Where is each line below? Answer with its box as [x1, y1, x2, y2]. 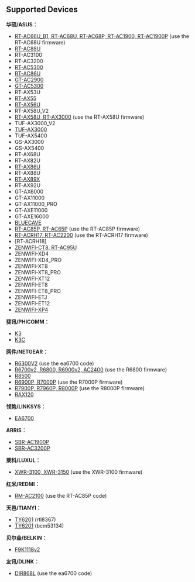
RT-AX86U [14, 163, 41, 170]
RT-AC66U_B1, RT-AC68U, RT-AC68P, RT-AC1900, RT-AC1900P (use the [14, 32, 189, 40]
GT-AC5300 [14, 82, 44, 89]
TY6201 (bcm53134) [14, 522, 64, 529]
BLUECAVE [14, 219, 42, 226]
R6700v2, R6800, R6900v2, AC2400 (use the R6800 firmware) [14, 366, 167, 373]
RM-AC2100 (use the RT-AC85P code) [14, 492, 107, 499]
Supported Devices [6, 5, 78, 15]
